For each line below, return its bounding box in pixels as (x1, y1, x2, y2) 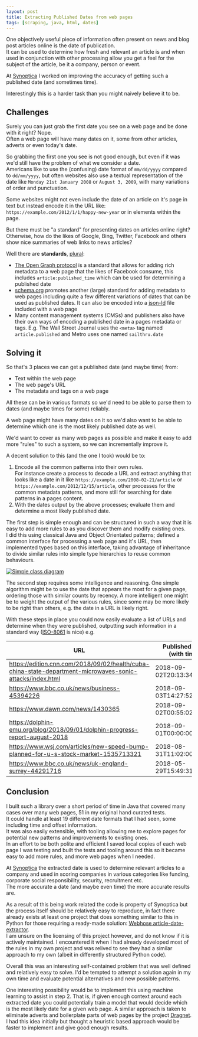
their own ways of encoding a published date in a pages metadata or (14, 318, 181, 325)
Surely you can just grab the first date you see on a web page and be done (6, 123, 187, 130)
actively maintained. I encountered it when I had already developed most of (6, 938, 189, 945)
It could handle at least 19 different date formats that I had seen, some (6, 815, 176, 822)
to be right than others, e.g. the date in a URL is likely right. (6, 605, 149, 611)
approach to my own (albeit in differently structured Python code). (6, 951, 167, 958)
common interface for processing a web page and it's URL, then (6, 538, 162, 544)
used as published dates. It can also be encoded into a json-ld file (14, 299, 175, 306)
